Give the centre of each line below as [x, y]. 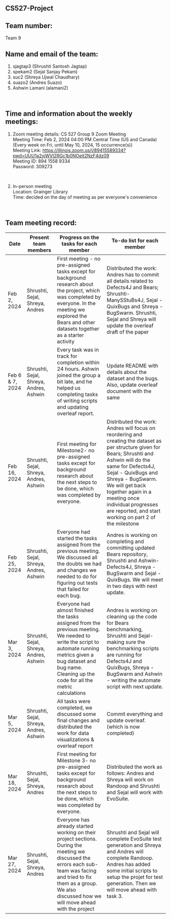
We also [66, 889]
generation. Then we [131, 883]
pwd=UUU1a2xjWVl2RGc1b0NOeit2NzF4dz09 [61, 155]
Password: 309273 [32, 166]
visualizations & [76, 739]
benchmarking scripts [133, 648]
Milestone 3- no [76, 760]
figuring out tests [77, 583]
